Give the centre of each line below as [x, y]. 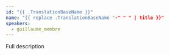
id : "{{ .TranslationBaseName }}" [50, 12]
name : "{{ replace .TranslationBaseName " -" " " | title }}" [85, 18]
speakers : [18, 23]
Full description [25, 46]
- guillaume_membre [36, 29]
